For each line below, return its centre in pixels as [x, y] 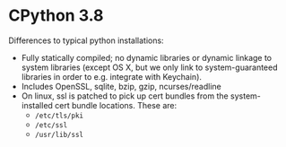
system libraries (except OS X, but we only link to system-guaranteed [150, 67]
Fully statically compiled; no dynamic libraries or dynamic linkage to [147, 57]
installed [37, 105]
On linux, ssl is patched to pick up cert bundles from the [125, 96]
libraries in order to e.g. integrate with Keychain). [112, 76]
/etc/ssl [51, 125]
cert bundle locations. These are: [116, 105]
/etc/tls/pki [59, 116]
